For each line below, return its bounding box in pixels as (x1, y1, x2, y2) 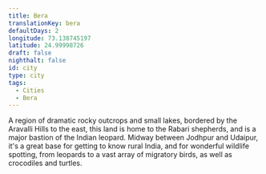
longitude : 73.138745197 (8, 34, 91, 42)
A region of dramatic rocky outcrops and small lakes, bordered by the (8, 115, 238, 125)
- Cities (15, 86, 45, 95)
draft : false (8, 49, 52, 57)
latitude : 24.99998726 (8, 42, 84, 50)
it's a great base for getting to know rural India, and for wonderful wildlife (8, 141, 250, 151)
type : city (8, 71, 45, 79)
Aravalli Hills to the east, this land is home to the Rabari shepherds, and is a (8, 124, 256, 134)
